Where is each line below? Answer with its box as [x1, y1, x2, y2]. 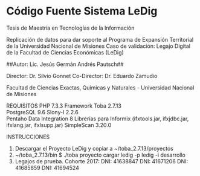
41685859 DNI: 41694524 [15, 164, 80, 171]
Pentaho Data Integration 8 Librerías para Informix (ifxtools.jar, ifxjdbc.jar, [6, 115, 189, 122]
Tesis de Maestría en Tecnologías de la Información [6, 24, 135, 31]
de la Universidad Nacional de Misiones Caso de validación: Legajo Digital [6, 42, 190, 50]
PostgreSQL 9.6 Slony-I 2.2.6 [6, 108, 79, 116]
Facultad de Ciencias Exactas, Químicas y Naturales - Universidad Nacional [6, 83, 195, 91]
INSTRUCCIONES [6, 133, 50, 140]
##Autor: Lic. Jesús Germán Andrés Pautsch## [6, 60, 124, 68]
